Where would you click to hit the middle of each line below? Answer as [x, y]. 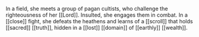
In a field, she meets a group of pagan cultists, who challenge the [87, 9]
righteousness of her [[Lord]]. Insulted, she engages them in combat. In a [97, 15]
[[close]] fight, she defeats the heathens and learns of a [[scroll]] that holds [99, 21]
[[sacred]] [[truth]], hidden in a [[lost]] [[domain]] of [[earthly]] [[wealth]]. [97, 27]
